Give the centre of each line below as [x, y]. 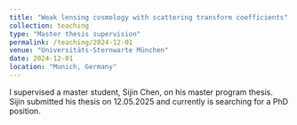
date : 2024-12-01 [41, 59]
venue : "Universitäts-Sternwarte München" [89, 51]
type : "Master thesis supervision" [75, 34]
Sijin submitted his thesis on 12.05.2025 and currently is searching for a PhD [149, 101]
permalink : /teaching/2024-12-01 [71, 42]
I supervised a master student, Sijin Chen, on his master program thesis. [141, 92]
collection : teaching [49, 26]
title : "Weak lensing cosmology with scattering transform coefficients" [149, 17]
